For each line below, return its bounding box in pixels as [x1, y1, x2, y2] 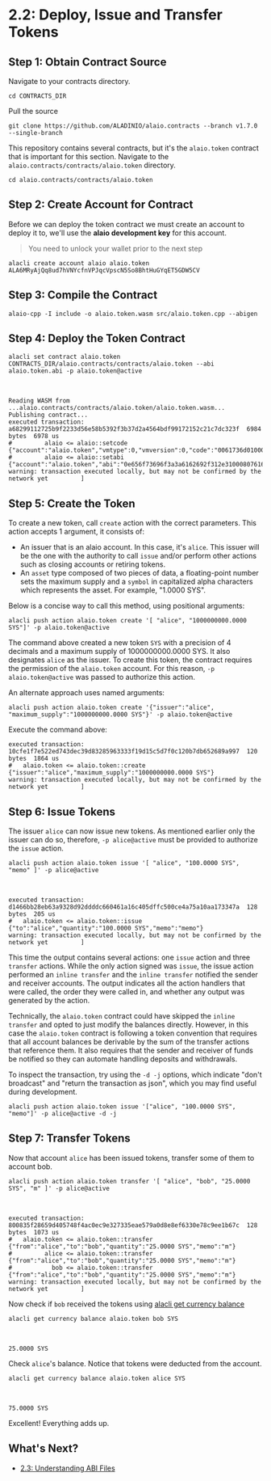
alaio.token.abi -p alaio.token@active [8, 367, 143, 375]
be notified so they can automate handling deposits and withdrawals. [8, 1054, 238, 1064]
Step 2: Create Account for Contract [8, 198, 194, 212]
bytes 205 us [8, 910, 56, 918]
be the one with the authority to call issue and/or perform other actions [19, 551, 256, 561]
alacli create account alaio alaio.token [8, 259, 150, 268]
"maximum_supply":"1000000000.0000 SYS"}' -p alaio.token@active [8, 711, 232, 719]
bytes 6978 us [8, 432, 60, 441]
